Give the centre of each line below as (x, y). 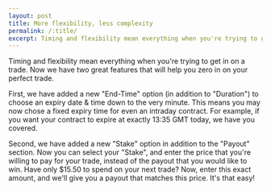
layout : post (30, 16)
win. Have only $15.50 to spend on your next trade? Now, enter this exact (130, 169)
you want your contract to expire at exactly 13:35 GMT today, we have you (132, 120)
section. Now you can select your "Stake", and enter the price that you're (130, 152)
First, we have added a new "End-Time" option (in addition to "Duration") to (134, 94)
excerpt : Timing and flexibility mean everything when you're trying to (133, 38)
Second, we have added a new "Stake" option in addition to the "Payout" (129, 144)
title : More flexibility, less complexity (81, 23)
